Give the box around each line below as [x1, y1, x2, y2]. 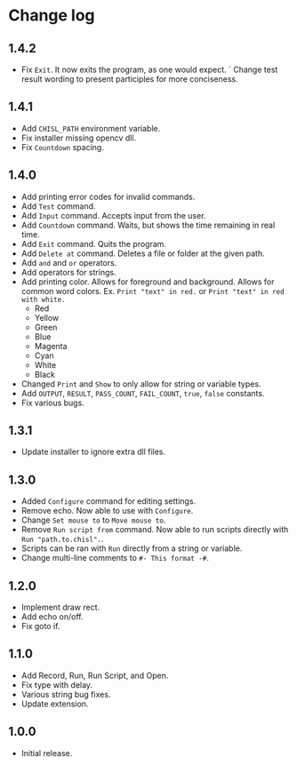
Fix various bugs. [20, 397, 85, 408]
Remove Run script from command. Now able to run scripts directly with [20, 524, 289, 535]
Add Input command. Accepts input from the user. [20, 210, 206, 220]
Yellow [34, 312, 60, 323]
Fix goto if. [20, 621, 60, 632]
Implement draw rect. [20, 602, 100, 613]
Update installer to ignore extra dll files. [20, 446, 166, 458]
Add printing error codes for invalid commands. [20, 191, 196, 202]
